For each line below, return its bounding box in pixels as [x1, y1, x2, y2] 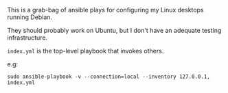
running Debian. [7, 13, 53, 21]
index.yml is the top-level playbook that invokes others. [7, 47, 164, 55]
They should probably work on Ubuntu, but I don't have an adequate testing [7, 27, 222, 34]
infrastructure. [7, 34, 48, 42]
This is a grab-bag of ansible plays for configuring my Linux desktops [7, 6, 204, 14]
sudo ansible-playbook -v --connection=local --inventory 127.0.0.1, [7, 73, 211, 80]
